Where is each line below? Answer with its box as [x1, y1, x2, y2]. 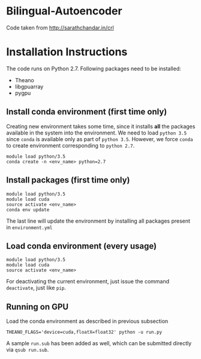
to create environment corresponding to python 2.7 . [6, 142, 135, 149]
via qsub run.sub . [6, 346, 49, 354]
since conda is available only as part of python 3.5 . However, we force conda [6, 135, 193, 142]
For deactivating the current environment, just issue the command [6, 278, 170, 285]
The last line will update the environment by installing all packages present [6, 217, 191, 225]
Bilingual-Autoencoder [6, 4, 122, 18]
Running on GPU [6, 301, 69, 312]
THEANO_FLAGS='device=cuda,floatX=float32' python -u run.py [6, 329, 163, 336]
